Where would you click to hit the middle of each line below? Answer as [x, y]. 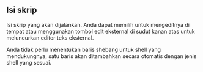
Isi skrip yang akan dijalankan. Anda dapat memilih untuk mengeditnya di [98, 24]
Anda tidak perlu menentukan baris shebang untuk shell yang [83, 49]
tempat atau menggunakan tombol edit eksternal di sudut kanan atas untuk [101, 31]
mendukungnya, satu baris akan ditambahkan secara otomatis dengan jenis [102, 56]
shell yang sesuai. [29, 62]
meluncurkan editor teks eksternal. [50, 38]
